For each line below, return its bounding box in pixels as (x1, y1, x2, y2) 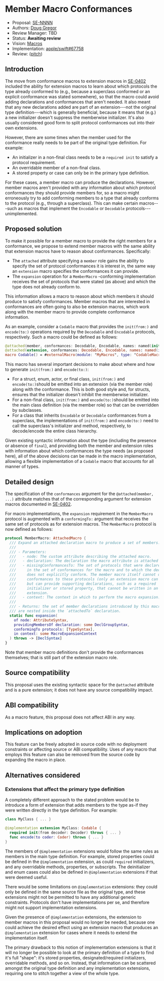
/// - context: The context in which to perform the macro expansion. (9, 595, 161, 600)
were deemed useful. (5, 874, 48, 880)
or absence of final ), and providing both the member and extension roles (5, 443, 154, 449)
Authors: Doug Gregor (12, 24, 57, 30)
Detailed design (5, 478, 54, 486)
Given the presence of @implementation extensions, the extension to (5, 914, 142, 920)
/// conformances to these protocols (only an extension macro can (9, 576, 159, 581)
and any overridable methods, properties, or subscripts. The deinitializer (5, 863, 150, 870)
